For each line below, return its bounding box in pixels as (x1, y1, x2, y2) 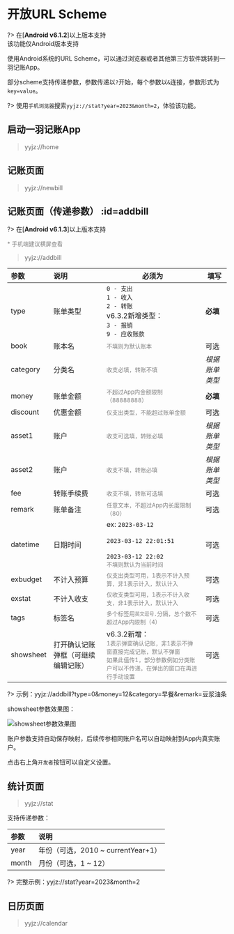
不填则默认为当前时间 (107, 560, 164, 569)
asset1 (10, 431, 33, 441)
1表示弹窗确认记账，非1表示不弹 (107, 639, 194, 648)
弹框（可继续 (53, 650, 96, 659)
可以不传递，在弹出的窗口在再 (112, 664, 192, 673)
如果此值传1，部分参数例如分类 (107, 656, 190, 664)
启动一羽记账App (7, 123, 81, 136)
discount (10, 407, 40, 417)
